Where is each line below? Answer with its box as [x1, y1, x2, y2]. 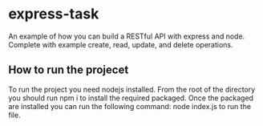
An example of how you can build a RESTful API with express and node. [8, 31, 245, 41]
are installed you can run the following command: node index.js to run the [8, 101, 251, 111]
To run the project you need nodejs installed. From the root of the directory [8, 84, 256, 94]
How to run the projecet [8, 63, 129, 77]
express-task [8, 5, 99, 23]
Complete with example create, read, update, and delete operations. [8, 39, 234, 49]
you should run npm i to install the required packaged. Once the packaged [8, 93, 254, 103]
